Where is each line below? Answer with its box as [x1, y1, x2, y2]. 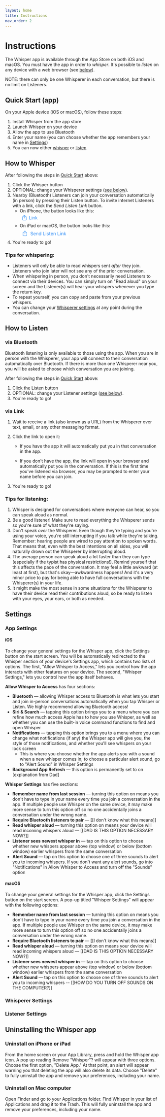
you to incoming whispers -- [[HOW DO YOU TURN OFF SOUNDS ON [12, 980, 154, 985]
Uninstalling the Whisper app [5, 1025, 97, 1034]
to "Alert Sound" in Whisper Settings [19, 761, 94, 767]
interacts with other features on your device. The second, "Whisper [5, 669, 142, 675]
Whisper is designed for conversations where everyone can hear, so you [12, 507, 160, 512]
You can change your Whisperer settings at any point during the [12, 305, 142, 310]
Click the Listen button [12, 385, 58, 391]
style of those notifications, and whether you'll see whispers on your [12, 740, 152, 746]
